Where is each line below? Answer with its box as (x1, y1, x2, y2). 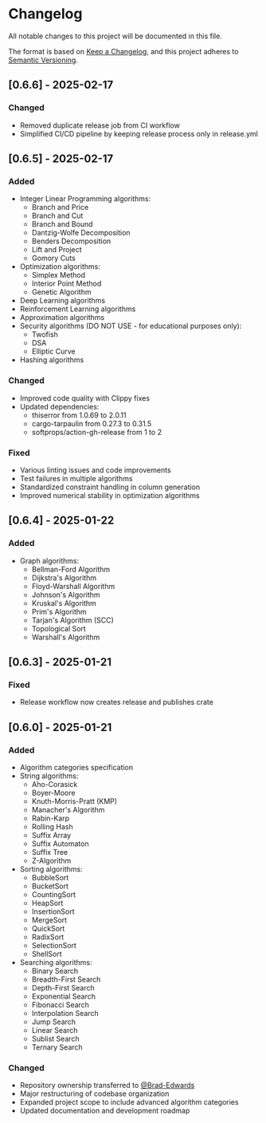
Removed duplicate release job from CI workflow (19, 121, 181, 130)
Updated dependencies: (19, 401, 100, 411)
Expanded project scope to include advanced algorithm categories (19, 1097, 239, 1107)
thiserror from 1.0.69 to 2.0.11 (31, 410, 127, 420)
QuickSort (31, 923, 65, 933)
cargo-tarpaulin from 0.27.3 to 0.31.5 (31, 418, 152, 428)
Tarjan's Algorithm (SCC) (31, 615, 114, 625)
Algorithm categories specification (19, 762, 134, 772)
